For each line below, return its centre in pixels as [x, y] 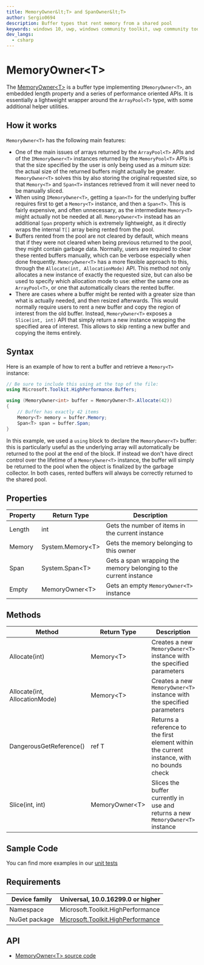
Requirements [33, 882]
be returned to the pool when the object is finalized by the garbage [90, 466]
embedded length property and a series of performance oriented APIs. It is [100, 93]
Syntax [20, 352]
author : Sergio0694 [31, 18]
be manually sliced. [39, 191]
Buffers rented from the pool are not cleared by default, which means [102, 236]
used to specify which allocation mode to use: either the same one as [102, 281]
